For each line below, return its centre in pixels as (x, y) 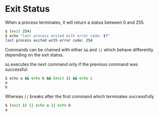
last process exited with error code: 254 (49, 40)
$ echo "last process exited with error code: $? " (58, 36)
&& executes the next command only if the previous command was (71, 64)
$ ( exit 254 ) (18, 31)
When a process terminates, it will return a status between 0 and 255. (75, 22)
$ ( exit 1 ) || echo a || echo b (38, 105)
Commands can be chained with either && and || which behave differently (79, 50)
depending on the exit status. (34, 55)
